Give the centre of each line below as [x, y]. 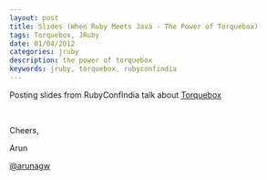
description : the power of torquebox [81, 60]
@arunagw [30, 165]
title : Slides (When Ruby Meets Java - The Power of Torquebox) [134, 26]
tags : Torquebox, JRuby [55, 35]
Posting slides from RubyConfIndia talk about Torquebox [115, 95]
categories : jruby [44, 52]
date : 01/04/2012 [42, 43]
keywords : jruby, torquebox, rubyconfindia [93, 69]
